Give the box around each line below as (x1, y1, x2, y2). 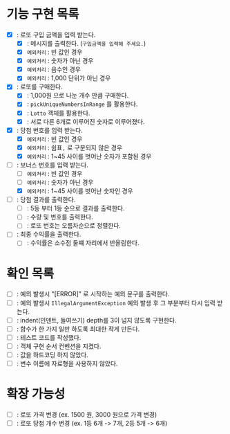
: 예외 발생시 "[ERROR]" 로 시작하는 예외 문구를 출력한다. (16, 290, 170, 298)
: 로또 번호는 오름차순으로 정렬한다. (26, 221, 122, 230)
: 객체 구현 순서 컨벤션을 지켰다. (16, 342, 102, 350)
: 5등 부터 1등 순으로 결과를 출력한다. (26, 204, 125, 213)
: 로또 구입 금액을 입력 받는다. (16, 30, 96, 39)
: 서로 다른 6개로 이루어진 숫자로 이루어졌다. (26, 117, 145, 125)
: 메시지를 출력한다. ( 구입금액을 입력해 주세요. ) (26, 39, 146, 47)
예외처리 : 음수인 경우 (26, 65, 81, 73)
